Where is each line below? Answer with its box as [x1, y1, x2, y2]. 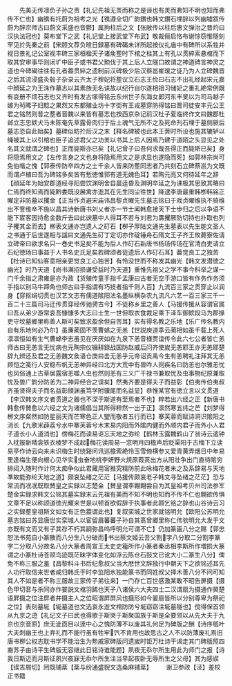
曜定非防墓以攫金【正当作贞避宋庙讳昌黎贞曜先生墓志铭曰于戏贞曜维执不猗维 [7, 196, 225, 204]
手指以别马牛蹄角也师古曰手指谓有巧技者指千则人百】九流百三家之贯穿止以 [7, 283, 219, 290]
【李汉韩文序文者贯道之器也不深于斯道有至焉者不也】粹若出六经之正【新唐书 [7, 395, 225, 403]
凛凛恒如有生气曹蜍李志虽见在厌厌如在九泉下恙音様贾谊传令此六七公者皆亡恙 [7, 335, 225, 342]
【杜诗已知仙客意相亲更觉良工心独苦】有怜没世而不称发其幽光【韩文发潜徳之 [7, 257, 225, 265]
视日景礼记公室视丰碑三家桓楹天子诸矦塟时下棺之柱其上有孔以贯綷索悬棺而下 [7, 49, 225, 57]
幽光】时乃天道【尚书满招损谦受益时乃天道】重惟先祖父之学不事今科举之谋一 [7, 266, 225, 273]
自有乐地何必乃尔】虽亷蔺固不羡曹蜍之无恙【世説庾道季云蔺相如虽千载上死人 [7, 326, 225, 334]
